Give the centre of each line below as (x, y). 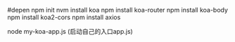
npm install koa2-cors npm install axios (64, 17)
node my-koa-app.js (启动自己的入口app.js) (70, 31)
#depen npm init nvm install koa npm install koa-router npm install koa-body (118, 10)
